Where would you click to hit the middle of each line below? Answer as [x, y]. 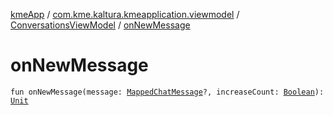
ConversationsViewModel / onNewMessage [100, 25]
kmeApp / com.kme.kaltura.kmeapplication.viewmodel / [125, 14]
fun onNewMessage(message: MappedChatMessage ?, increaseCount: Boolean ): [167, 92]
